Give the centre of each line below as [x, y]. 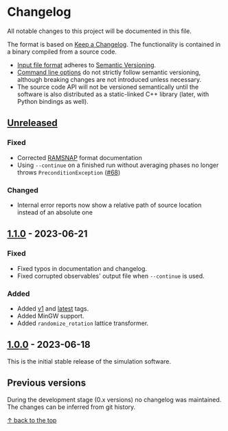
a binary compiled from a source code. [62, 52]
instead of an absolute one [55, 212]
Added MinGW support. [50, 316]
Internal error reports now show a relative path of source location [109, 205]
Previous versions [47, 383]
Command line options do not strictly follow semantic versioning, [109, 72]
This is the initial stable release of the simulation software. [89, 361]
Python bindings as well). [53, 101]
